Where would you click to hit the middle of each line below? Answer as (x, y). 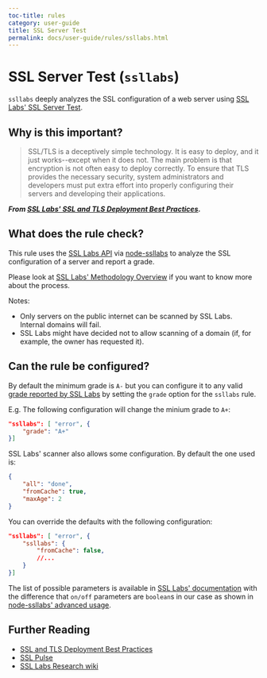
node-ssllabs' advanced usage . (60, 605)
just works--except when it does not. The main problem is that (130, 160)
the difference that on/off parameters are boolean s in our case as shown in (131, 596)
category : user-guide (44, 23)
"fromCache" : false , (71, 551)
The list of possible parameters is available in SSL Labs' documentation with (133, 587)
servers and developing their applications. (97, 194)
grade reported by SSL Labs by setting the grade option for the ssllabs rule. (132, 394)
